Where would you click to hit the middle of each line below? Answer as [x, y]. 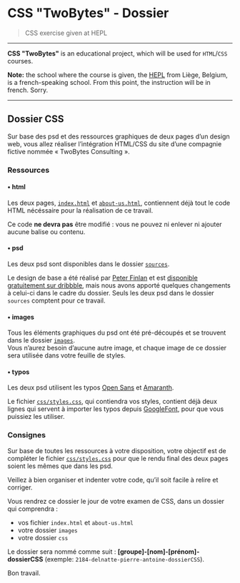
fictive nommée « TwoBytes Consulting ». [69, 151]
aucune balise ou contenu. [46, 232]
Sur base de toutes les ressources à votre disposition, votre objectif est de [117, 450]
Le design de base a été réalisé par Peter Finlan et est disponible [102, 278]
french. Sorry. [28, 90]
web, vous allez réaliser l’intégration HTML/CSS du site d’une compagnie [115, 143]
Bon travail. [24, 573]
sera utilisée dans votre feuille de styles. [67, 355]
